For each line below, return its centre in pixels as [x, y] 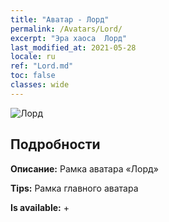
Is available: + [40, 207]
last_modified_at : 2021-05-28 [73, 47]
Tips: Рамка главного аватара [74, 188]
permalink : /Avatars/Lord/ [66, 29]
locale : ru [33, 57]
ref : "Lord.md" [42, 66]
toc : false [33, 76]
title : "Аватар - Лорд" [60, 19]
